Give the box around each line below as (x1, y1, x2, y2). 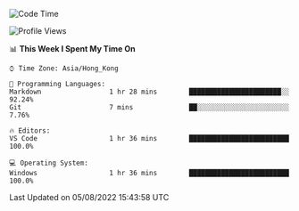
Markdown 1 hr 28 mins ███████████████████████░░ (9, 87, 290, 96)
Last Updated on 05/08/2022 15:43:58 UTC (9, 192, 170, 202)
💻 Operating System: (9, 158, 89, 167)
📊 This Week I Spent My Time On (9, 44, 136, 53)
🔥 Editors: (9, 126, 51, 135)
